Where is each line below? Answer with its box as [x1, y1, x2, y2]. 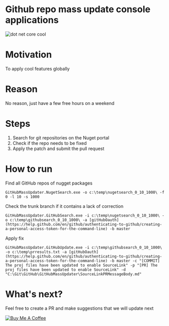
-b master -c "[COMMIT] [110, 258, 160, 263]
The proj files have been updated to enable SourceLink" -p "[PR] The [5, 263, 158, 268]
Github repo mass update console [5, 4, 151, 15]
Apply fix [5, 235, 24, 241]
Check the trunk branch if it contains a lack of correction [5, 203, 123, 209]
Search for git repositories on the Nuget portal [12, 134, 110, 140]
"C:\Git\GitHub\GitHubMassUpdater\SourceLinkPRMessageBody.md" [5, 271, 142, 277]
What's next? [5, 288, 63, 300]
